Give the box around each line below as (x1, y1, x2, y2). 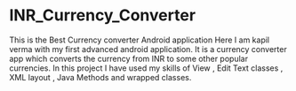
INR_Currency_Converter (9, 5, 196, 26)
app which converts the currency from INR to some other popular (9, 53, 249, 64)
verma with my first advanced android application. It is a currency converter (9, 43, 287, 54)
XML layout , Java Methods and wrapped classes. (9, 72, 192, 82)
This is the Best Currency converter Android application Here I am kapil (9, 34, 270, 45)
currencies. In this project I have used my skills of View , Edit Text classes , (9, 63, 284, 73)
